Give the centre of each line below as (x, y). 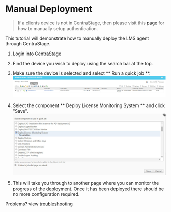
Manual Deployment (49, 9)
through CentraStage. (28, 43)
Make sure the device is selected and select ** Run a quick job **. (82, 73)
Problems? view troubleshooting (39, 204)
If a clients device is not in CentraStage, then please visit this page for (91, 23)
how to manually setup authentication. (58, 28)
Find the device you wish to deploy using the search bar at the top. (83, 63)
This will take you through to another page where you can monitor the (86, 183)
